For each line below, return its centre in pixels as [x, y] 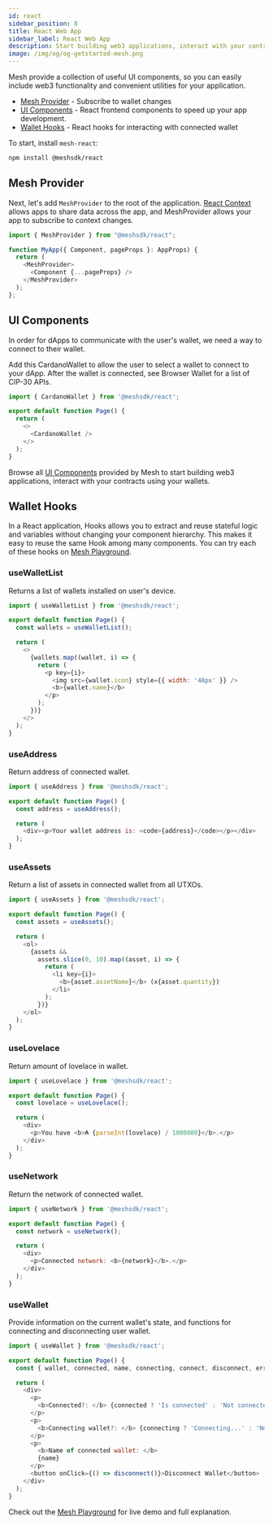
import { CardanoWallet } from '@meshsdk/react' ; [94, 396]
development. [43, 118]
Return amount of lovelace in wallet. [68, 1065]
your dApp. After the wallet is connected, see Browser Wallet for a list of [129, 373]
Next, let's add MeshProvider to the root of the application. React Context [130, 203]
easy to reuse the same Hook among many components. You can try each [132, 543]
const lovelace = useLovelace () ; [72, 1103]
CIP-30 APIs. [30, 381]
